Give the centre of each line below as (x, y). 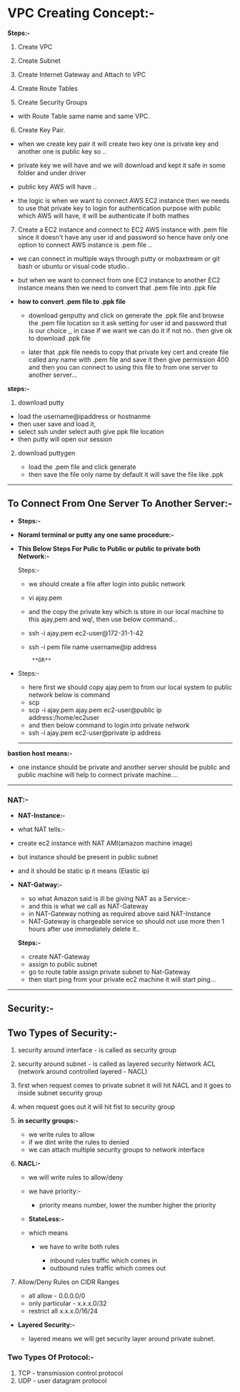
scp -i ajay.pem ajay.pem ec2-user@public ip (95, 710)
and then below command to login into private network (109, 725)
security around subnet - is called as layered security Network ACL (116, 1064)
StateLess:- (46, 1219)
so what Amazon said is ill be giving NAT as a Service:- (109, 899)
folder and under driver (52, 172)
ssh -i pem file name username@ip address (92, 647)
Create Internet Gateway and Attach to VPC (82, 74)
